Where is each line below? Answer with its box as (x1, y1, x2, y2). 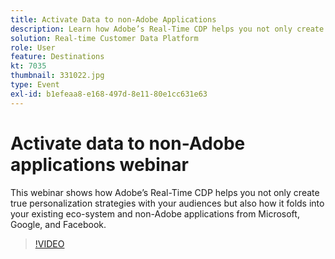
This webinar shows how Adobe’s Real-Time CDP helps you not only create (10, 186, 320, 198)
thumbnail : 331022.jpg (10, 71, 105, 81)
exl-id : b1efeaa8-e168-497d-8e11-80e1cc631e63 (10, 89, 208, 99)
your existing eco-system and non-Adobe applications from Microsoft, (10, 207, 300, 220)
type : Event (10, 80, 60, 90)
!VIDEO (34, 237, 65, 250)
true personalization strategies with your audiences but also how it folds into (10, 197, 325, 209)
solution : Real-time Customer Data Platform (10, 33, 199, 43)
